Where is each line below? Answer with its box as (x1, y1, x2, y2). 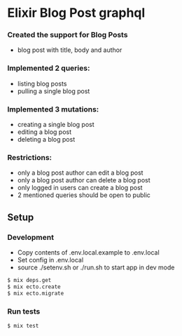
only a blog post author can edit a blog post (17, 168, 143, 177)
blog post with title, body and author (17, 46, 122, 54)
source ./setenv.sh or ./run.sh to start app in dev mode (17, 263, 175, 271)
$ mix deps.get (7, 277, 52, 284)
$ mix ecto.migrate (7, 290, 64, 297)
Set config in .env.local (17, 256, 84, 264)
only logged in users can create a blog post (17, 184, 143, 192)
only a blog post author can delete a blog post (17, 176, 150, 184)
